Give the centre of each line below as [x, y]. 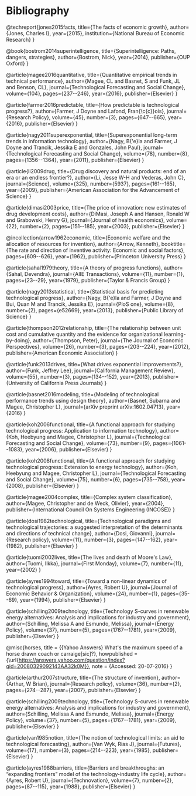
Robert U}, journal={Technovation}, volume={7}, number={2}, [99, 780]
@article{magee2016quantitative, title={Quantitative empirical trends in [92, 75]
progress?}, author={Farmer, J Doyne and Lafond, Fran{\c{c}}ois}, [86, 111]
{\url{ [13, 660]
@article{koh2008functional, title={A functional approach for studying [91, 461]
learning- [175, 334]
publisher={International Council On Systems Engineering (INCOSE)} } [91, 510]
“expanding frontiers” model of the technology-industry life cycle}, [86, 774]
